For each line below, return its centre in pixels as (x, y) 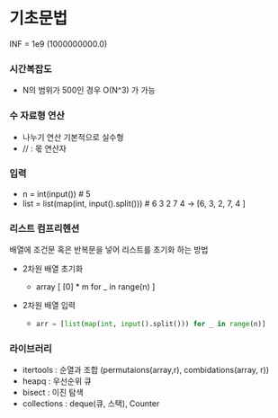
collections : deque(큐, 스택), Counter (91, 404)
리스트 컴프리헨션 (45, 228)
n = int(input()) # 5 (57, 193)
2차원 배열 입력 (49, 306)
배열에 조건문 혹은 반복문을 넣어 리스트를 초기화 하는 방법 (109, 250)
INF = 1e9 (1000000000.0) (58, 44)
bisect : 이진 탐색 (53, 393)
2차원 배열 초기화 (53, 269)
